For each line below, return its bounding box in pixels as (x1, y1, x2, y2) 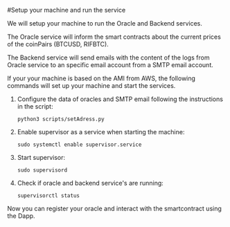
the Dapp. (7, 212, 36, 220)
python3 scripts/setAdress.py (17, 116, 105, 122)
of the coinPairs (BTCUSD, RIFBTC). (7, 40, 109, 48)
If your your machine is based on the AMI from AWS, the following (7, 74, 196, 82)
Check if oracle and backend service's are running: (17, 179, 164, 187)
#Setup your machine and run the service (7, 6, 126, 14)
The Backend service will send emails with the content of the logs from (7, 53, 210, 62)
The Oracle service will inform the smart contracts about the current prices (7, 33, 222, 41)
